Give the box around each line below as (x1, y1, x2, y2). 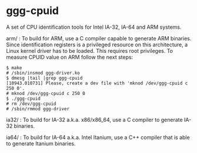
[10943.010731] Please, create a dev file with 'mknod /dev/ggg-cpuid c (6, 80, 188, 86)
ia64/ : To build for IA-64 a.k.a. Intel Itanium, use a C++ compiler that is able (6, 134, 190, 141)
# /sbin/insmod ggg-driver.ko (6, 70, 81, 76)
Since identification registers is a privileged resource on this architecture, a (6, 41, 188, 48)
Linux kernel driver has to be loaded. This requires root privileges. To (6, 47, 173, 54)
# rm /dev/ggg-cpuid (6, 101, 57, 107)
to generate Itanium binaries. (6, 140, 76, 147)
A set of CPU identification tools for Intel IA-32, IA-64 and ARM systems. (6, 23, 182, 30)
